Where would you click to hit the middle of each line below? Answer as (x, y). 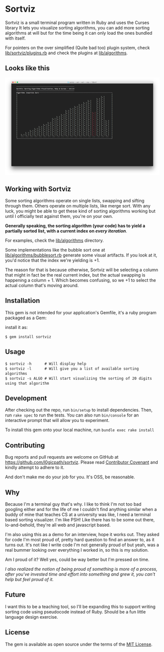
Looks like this (27, 68)
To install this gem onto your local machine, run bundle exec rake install (80, 430)
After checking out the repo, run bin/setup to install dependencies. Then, (79, 410)
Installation (23, 301)
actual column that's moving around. (42, 285)
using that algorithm (27, 383)
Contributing (25, 445)
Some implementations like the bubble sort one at (55, 250)
